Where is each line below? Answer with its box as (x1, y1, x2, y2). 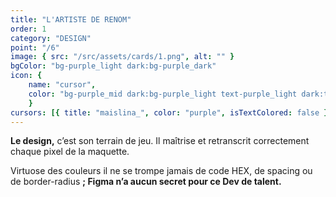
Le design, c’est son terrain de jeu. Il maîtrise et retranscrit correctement (10, 135, 310, 147)
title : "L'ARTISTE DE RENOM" (10, 14, 132, 25)
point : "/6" (10, 42, 60, 53)
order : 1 (10, 24, 47, 34)
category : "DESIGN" (10, 33, 92, 43)
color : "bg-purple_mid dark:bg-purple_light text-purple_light (28, 89, 298, 99)
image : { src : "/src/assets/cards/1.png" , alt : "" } (10, 52, 235, 62)
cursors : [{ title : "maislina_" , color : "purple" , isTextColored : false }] (10, 107, 333, 118)
